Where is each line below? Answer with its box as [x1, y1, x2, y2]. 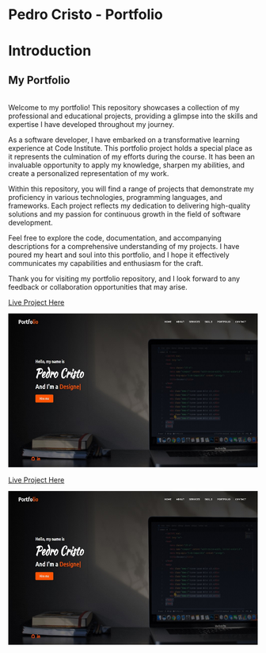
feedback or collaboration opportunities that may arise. [8, 282, 188, 292]
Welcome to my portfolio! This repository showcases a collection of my [8, 103, 240, 113]
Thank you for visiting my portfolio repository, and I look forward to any [8, 274, 240, 283]
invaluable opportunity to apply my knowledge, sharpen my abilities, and [8, 160, 245, 170]
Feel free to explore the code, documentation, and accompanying [8, 233, 222, 243]
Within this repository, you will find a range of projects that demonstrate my [8, 184, 255, 194]
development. [8, 218, 53, 228]
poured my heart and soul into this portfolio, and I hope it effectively [8, 250, 230, 259]
